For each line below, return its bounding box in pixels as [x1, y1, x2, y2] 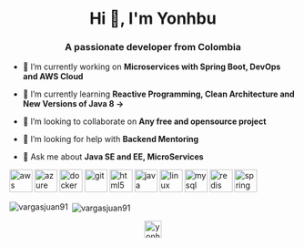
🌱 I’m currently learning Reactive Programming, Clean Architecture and [22, 88, 295, 99]
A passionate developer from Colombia [65, 41, 241, 54]
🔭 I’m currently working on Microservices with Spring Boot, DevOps [22, 61, 281, 72]
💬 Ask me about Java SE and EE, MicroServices [22, 151, 204, 162]
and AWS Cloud [22, 71, 84, 82]
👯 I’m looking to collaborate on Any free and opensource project [22, 116, 267, 127]
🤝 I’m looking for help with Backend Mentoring [22, 134, 199, 145]
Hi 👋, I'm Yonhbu [89, 8, 217, 29]
